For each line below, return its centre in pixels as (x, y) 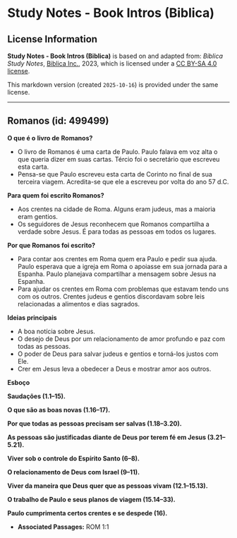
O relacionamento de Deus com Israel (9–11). (73, 472)
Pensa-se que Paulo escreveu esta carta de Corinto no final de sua (115, 174)
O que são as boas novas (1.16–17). (59, 410)
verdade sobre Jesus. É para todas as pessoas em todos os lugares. (117, 232)
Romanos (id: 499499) (58, 121)
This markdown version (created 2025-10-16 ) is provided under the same (113, 85)
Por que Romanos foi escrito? (51, 245)
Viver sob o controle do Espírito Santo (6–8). (73, 458)
